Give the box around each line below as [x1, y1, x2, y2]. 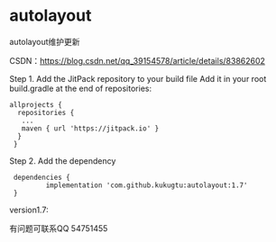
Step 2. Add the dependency [9, 155, 116, 166]
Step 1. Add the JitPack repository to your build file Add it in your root [9, 73, 267, 84]
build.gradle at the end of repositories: [9, 83, 152, 94]
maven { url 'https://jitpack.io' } [21, 123, 160, 133]
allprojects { [9, 100, 63, 109]
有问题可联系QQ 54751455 [9, 222, 108, 234]
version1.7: [9, 204, 49, 215]
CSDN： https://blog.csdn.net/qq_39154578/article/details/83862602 [9, 55, 266, 66]
